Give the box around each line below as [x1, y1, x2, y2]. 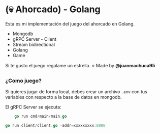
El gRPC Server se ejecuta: [5, 104, 62, 110]
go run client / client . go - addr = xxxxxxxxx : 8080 [5, 123, 106, 128]
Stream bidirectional [12, 41, 55, 47]
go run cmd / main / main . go [14, 114, 67, 119]
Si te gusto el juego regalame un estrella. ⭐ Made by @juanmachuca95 [5, 62, 155, 68]
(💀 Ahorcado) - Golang [5, 4, 101, 15]
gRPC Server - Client [12, 36, 57, 42]
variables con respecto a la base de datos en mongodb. [5, 94, 122, 100]
